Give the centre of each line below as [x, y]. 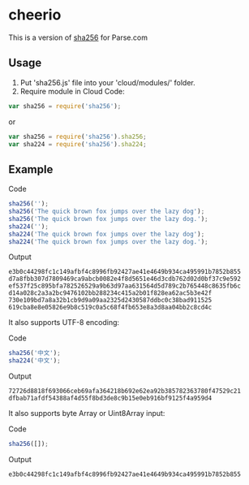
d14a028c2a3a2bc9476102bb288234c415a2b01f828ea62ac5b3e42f [110, 293]
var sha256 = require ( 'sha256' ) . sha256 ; [78, 136]
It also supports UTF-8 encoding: [64, 323]
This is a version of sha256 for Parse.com [78, 37]
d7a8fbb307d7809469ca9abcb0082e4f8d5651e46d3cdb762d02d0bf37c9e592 [125, 279]
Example [31, 169]
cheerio [35, 15]
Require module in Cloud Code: [72, 91]
